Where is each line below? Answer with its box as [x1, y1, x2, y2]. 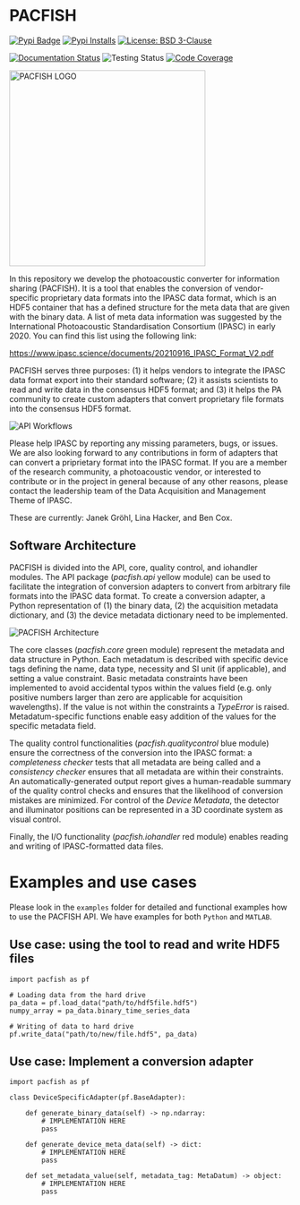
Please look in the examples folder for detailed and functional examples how [9, 902, 288, 912]
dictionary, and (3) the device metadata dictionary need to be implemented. [9, 610, 288, 620]
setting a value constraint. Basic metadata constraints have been [9, 672, 248, 683]
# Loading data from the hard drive [9, 990, 146, 999]
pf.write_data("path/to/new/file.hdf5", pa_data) [9, 1030, 199, 1038]
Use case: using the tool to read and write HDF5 [9, 937, 280, 953]
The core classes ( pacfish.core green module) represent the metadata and [9, 644, 285, 654]
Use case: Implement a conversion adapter [9, 1054, 253, 1069]
